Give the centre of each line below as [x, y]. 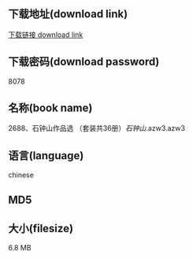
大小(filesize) [41, 229]
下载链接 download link [46, 35]
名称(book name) [50, 108]
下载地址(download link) [68, 14]
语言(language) [46, 155]
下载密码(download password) [84, 62]
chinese [21, 175]
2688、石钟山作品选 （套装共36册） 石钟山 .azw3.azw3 [96, 128]
